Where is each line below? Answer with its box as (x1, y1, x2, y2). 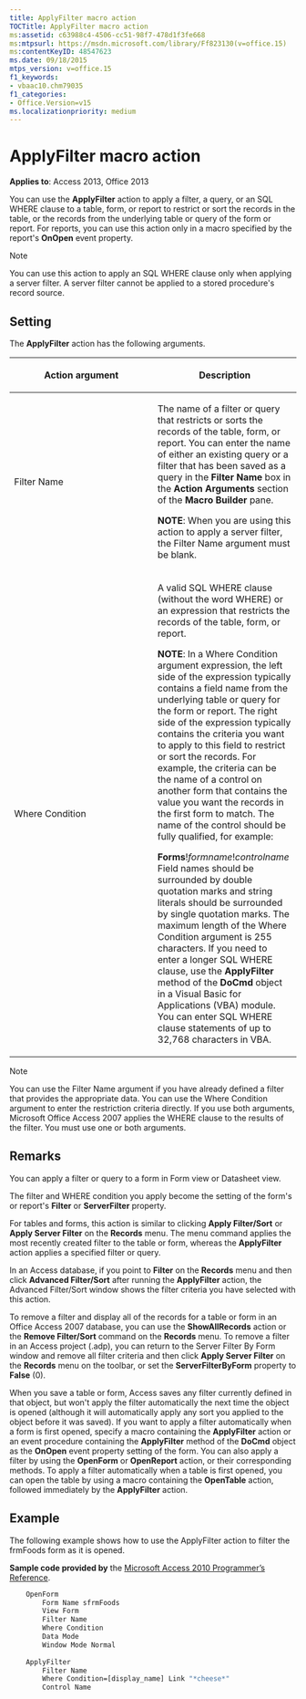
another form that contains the (158, 785, 288, 797)
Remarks (9, 1149, 62, 1164)
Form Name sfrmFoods (42, 1598, 120, 1607)
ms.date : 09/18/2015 (9, 56, 88, 65)
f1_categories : (9, 89, 67, 99)
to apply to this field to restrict (158, 739, 286, 751)
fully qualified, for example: (158, 830, 274, 842)
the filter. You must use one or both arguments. (9, 1122, 187, 1132)
